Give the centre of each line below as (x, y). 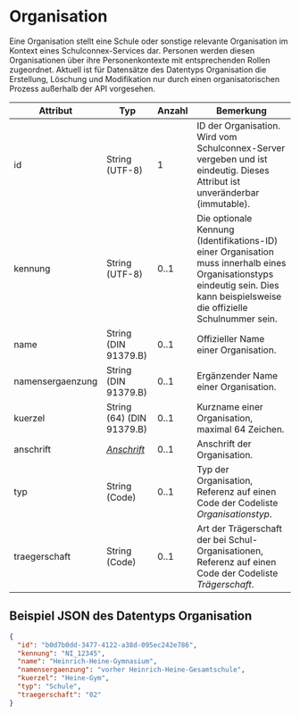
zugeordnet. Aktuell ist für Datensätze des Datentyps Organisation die (138, 70)
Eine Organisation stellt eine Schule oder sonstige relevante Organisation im (149, 41)
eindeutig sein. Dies (237, 285)
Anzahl (173, 111)
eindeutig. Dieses (233, 170)
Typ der (212, 469)
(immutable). (223, 204)
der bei (211, 539)
